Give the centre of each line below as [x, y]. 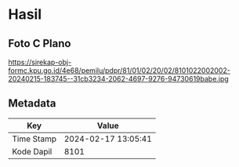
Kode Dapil [32, 151]
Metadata [32, 103]
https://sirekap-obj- [40, 62]
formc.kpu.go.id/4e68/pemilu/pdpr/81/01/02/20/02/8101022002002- [119, 71]
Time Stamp [34, 139]
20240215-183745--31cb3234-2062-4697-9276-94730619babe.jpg [118, 79]
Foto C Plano [40, 44]
